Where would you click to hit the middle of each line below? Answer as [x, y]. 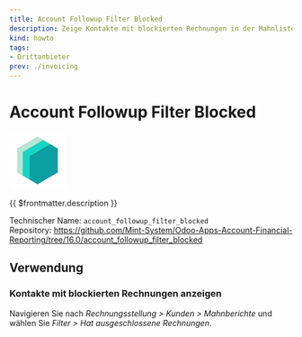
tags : [19, 48]
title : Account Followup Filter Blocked [86, 19]
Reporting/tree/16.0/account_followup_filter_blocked [106, 240]
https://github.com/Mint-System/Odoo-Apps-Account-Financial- [173, 230]
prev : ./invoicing [44, 67]
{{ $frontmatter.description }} [64, 203]
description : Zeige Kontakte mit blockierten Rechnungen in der [132, 28]
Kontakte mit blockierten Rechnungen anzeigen [115, 294]
